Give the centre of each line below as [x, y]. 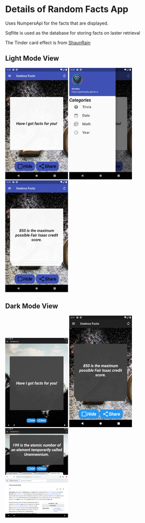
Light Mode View [32, 59]
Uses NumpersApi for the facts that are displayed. [57, 23]
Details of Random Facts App [67, 9]
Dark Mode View [32, 306]
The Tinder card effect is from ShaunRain [48, 42]
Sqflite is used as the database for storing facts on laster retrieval [73, 33]
